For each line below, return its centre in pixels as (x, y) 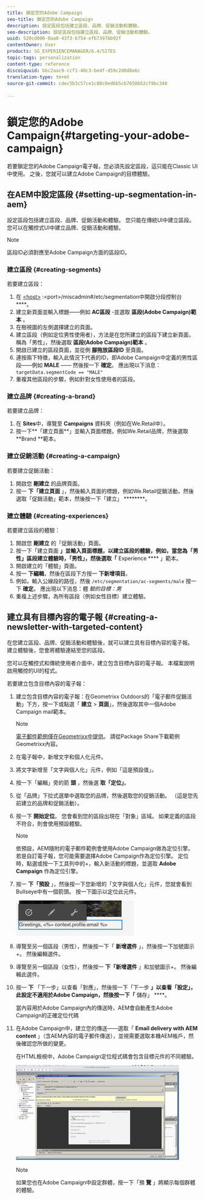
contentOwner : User (32, 45)
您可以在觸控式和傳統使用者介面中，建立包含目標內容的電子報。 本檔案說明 (101, 663)
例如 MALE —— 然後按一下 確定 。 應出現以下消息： (97, 365)
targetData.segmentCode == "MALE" (59, 373)
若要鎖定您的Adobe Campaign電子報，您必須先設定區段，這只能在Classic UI (102, 166)
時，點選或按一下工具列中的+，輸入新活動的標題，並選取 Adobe (96, 863)
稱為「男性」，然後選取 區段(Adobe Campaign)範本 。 (83, 343)
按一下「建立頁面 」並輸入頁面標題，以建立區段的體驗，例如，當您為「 (104, 551)
